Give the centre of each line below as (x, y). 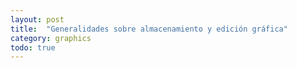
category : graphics (51, 38)
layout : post (37, 19)
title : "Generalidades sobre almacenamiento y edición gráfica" (149, 29)
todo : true (33, 47)
